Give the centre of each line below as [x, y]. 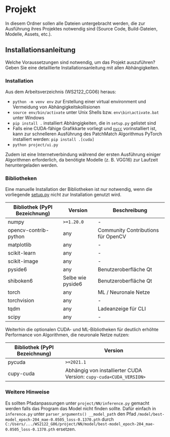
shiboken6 [20, 281]
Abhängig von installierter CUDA [103, 371]
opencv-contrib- [29, 230]
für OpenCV [112, 236]
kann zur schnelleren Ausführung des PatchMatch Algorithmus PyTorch [87, 134]
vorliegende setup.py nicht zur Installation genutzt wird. [63, 195]
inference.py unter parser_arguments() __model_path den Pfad [71, 414]
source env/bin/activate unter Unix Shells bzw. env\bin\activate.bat [86, 112]
